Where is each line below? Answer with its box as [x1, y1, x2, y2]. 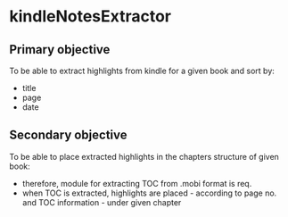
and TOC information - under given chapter [21, 196, 182, 207]
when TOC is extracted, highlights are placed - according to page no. [21, 188, 277, 198]
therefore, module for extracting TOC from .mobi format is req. [21, 178, 252, 188]
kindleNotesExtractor [9, 6, 172, 27]
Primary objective [9, 42, 111, 57]
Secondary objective [9, 128, 128, 143]
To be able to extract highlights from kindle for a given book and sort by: [9, 65, 275, 76]
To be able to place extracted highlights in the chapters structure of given [9, 151, 279, 162]
